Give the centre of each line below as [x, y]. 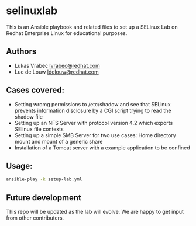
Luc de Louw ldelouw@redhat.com [56, 72]
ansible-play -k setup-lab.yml [44, 179]
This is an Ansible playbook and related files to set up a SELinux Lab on [92, 27]
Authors [21, 52]
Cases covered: [35, 90]
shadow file [28, 117]
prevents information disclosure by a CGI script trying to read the [93, 110]
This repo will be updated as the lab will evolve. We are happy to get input [95, 212]
